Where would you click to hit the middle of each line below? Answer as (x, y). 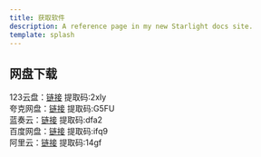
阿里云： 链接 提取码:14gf (56, 142)
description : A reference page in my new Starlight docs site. (131, 26)
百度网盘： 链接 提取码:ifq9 (59, 132)
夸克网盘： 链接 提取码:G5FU (62, 109)
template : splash (42, 34)
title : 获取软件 (37, 18)
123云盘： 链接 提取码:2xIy (58, 97)
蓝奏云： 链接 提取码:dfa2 (56, 120)
